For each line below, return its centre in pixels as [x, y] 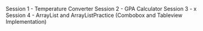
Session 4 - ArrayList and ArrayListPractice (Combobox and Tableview [94, 15]
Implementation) [26, 22]
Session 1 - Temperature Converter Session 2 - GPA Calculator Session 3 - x [101, 9]
